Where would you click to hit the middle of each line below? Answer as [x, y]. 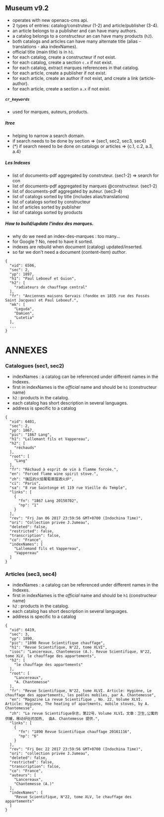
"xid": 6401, [23, 422]
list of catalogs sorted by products [47, 212]
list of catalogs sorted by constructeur [51, 202]
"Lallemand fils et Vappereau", [47, 549]
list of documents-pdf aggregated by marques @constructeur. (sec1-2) [85, 186]
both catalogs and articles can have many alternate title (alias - [77, 41]
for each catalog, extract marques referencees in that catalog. [76, 68]
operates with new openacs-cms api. [50, 20]
